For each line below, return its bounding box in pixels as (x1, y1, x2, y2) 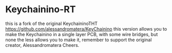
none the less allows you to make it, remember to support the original (5, 37, 152, 43)
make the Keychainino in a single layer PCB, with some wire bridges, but (5, 31, 158, 37)
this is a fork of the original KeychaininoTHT (5, 20, 98, 26)
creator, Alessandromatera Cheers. (5, 42, 80, 48)
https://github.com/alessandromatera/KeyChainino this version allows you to (5, 25, 167, 32)
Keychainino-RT (5, 4, 76, 15)
